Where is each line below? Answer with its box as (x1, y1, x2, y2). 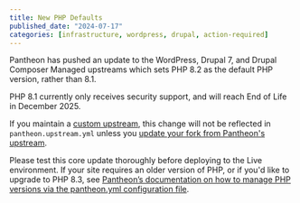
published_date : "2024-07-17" (9, 22, 124, 31)
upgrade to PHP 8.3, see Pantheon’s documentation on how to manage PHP (9, 174, 292, 185)
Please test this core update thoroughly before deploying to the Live (9, 155, 263, 166)
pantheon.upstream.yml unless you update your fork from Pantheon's (9, 128, 266, 139)
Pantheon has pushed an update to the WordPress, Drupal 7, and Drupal (9, 55, 277, 66)
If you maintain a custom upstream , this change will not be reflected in (9, 118, 271, 129)
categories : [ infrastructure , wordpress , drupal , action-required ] (9, 30, 269, 39)
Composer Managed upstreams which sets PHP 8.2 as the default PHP (9, 64, 274, 75)
